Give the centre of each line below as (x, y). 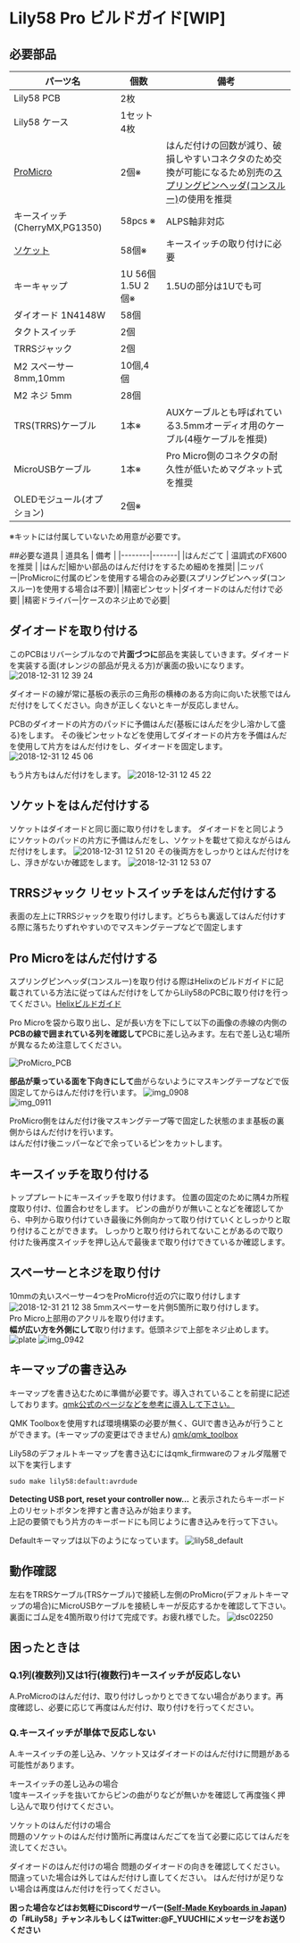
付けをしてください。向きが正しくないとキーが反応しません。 (130, 705)
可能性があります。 (44, 1765)
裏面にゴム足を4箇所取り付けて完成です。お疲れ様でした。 (117, 1616)
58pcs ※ (138, 221)
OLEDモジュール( (50, 499)
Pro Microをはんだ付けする (84, 958)
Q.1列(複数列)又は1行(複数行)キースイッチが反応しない (125, 1675)
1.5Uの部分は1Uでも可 (213, 286)
